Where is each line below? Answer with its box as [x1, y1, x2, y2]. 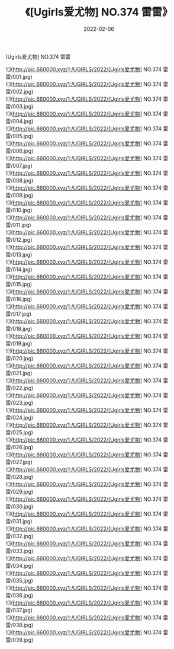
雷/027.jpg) [5, 458, 33, 465]
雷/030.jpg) [5, 503, 34, 510]
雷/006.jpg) [5, 147, 34, 154]
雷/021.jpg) [5, 369, 33, 376]
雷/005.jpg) [5, 132, 34, 139]
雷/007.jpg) [5, 162, 33, 169]
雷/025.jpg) [5, 429, 34, 436]
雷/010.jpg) [5, 206, 33, 213]
